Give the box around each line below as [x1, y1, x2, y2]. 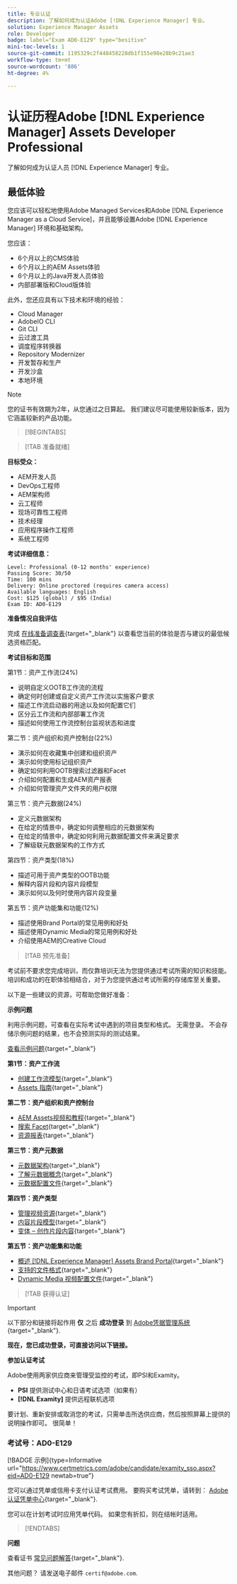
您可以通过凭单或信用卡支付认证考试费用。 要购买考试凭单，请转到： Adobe [7, 1486, 229, 1494]
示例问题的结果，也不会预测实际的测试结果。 [13, 1030, 144, 1038]
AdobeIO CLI [17, 317, 55, 326]
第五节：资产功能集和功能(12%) [7, 904, 99, 912]
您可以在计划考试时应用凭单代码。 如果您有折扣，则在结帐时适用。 [7, 1510, 202, 1518]
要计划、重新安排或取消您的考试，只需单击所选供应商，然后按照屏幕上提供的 [7, 1410, 231, 1418]
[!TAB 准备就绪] [24, 443, 70, 451]
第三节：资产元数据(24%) [7, 799, 82, 808]
